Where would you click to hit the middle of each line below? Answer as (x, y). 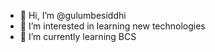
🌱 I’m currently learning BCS (78, 36)
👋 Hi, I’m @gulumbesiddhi (73, 15)
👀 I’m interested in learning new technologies (112, 26)
